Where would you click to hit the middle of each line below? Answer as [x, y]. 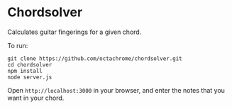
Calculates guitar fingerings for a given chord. [74, 32]
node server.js [30, 77]
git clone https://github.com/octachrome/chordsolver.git [95, 58]
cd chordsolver [30, 64]
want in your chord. [36, 98]
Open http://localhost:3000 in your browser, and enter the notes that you [116, 90]
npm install [25, 71]
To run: [18, 45]
